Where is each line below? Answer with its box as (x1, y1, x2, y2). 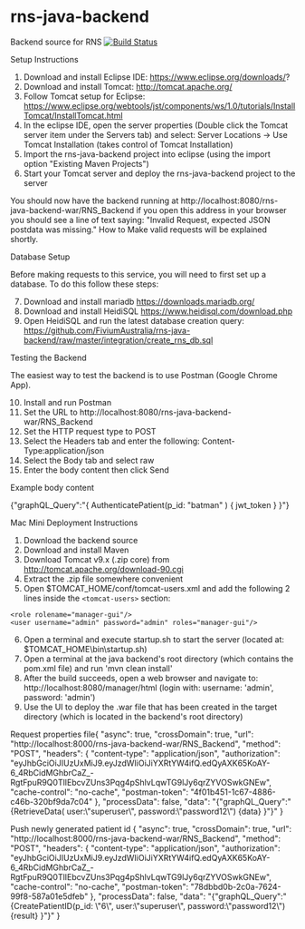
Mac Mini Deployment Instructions (10, 517, 138, 528)
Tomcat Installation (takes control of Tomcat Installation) (23, 139, 234, 150)
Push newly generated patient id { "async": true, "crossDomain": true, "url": (10, 823, 292, 834)
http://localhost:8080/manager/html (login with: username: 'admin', (23, 682, 274, 693)
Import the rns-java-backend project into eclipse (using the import (23, 148, 271, 160)
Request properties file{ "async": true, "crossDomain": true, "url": (10, 729, 254, 739)
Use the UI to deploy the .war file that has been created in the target (23, 701, 278, 712)
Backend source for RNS (10, 36, 102, 47)
